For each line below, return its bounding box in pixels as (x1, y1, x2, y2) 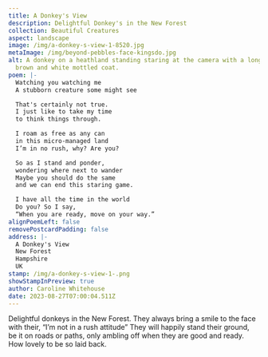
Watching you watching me (15, 78, 102, 86)
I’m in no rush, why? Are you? (15, 145, 120, 153)
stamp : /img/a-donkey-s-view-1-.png (8, 270, 130, 278)
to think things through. (15, 115, 102, 124)
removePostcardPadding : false (8, 225, 109, 233)
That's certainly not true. (15, 101, 109, 109)
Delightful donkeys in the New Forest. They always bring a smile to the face (8, 314, 257, 323)
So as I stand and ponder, (15, 159, 105, 167)
